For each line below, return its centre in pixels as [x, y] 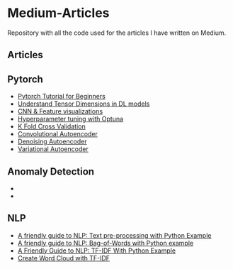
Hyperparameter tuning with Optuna [70, 119]
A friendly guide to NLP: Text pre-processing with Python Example [114, 235]
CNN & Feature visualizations [60, 111]
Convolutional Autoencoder [57, 134]
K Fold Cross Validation [52, 126]
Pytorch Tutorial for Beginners [62, 97]
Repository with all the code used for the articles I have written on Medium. [117, 33]
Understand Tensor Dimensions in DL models [84, 104]
